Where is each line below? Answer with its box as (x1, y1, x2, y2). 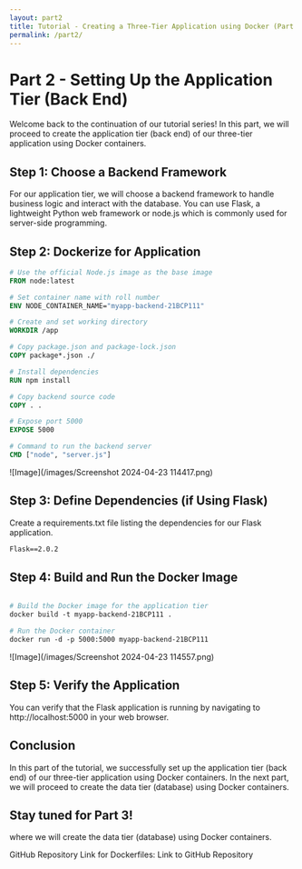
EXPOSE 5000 (9, 425, 54, 434)
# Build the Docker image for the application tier (9, 602, 209, 611)
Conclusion (9, 738, 76, 754)
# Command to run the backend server (9, 442, 152, 451)
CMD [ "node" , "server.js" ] (9, 451, 112, 460)
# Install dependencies (9, 367, 100, 376)
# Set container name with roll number (9, 293, 161, 302)
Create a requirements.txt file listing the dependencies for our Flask (9, 517, 262, 528)
